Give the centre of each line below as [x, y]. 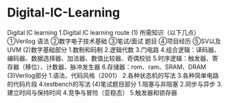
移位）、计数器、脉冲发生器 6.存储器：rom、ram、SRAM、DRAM [116, 67]
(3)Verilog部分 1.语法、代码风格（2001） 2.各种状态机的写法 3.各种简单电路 [113, 75]
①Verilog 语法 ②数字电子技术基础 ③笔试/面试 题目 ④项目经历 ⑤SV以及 [114, 41]
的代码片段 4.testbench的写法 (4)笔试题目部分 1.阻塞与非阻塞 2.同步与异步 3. [115, 84]
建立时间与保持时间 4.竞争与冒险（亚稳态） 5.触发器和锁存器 [92, 92]
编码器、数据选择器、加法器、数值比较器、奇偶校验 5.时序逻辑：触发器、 [110, 58]
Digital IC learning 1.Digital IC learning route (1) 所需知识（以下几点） [104, 32]
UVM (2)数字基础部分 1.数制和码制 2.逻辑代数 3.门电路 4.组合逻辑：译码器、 [114, 49]
